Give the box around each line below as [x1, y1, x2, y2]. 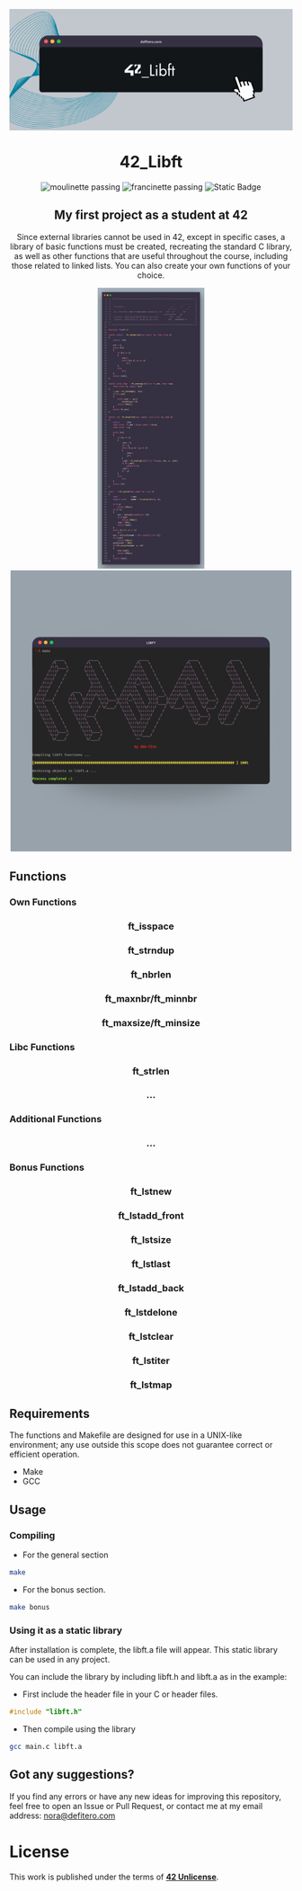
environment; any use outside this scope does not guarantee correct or [9, 1440, 273, 1450]
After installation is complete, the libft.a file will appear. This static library [9, 1645, 279, 1655]
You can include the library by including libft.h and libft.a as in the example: [9, 1672, 288, 1682]
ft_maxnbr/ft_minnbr [104, 992, 198, 1004]
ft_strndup [127, 944, 175, 957]
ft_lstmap [129, 1378, 173, 1391]
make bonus [9, 1602, 50, 1611]
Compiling [9, 1529, 56, 1541]
